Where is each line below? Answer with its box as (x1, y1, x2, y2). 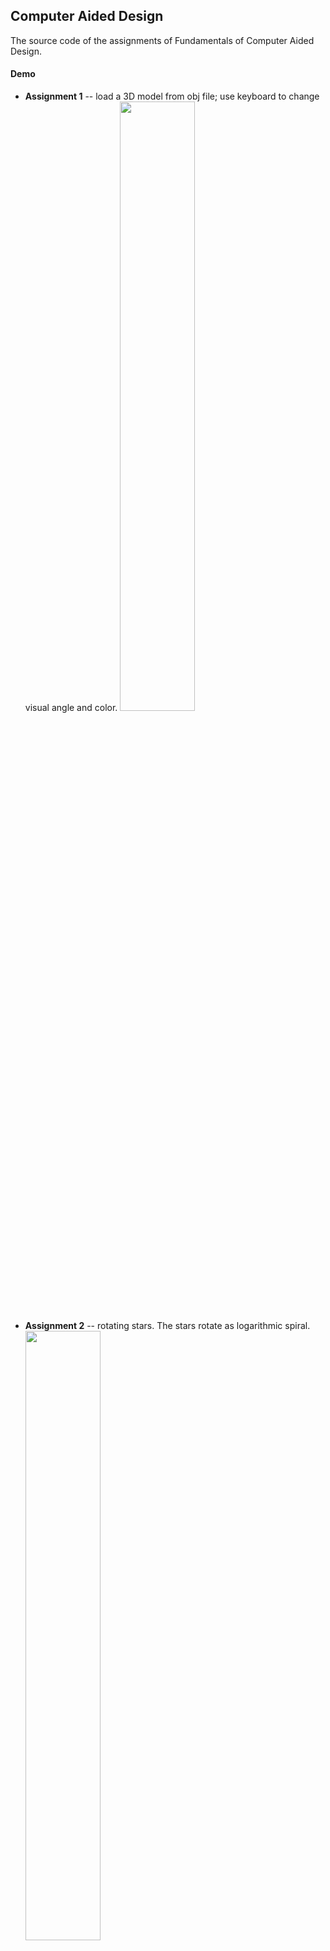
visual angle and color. (24, 702, 118, 714)
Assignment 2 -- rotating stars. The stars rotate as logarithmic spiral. (24, 1320, 311, 1332)
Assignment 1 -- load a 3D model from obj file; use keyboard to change (24, 90, 320, 103)
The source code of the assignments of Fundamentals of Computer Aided (10, 34, 315, 46)
